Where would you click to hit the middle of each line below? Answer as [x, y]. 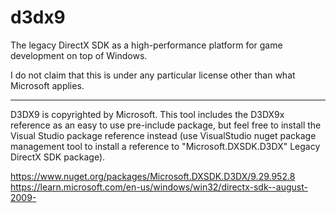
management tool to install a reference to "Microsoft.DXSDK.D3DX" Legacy [165, 146]
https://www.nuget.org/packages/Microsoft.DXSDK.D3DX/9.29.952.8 [153, 176]
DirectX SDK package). [58, 157]
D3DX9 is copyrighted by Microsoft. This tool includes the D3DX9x [147, 114]
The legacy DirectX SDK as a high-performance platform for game [146, 45]
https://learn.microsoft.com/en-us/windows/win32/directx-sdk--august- [159, 187]
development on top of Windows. [79, 55]
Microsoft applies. [47, 85]
